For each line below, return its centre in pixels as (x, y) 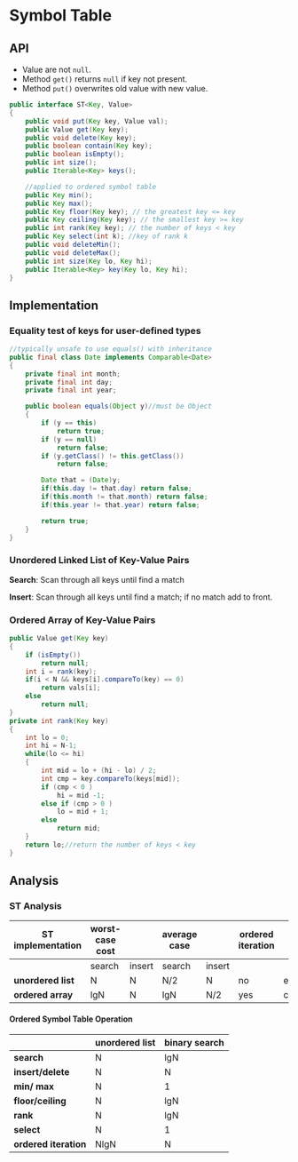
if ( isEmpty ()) (53, 655)
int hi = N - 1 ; (51, 746)
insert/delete (42, 1071)
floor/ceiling (40, 1101)
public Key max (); (59, 203)
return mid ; (78, 828)
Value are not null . (56, 69)
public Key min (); (59, 195)
